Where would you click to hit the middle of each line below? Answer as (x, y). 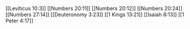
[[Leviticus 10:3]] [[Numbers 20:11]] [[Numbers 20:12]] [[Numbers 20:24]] (94, 8)
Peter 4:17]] (19, 21)
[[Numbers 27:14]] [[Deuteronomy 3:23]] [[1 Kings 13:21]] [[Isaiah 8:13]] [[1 (95, 14)
